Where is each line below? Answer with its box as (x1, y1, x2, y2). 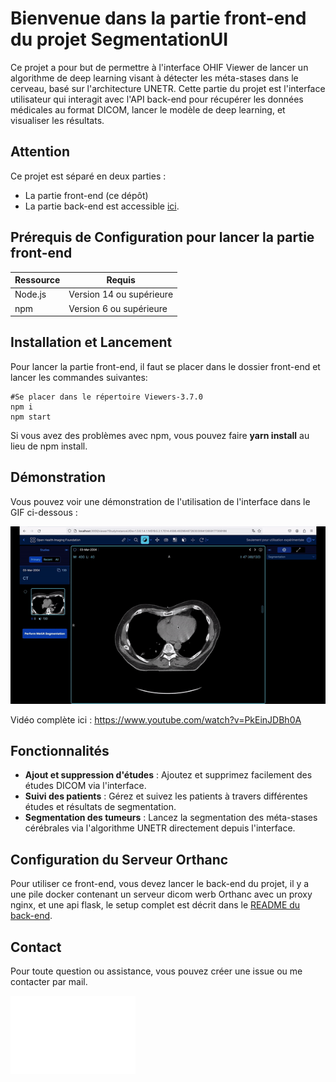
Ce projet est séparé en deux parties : (10, 170, 167, 182)
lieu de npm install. (10, 440, 88, 452)
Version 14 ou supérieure (68, 288, 174, 301)
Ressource (14, 274, 61, 286)
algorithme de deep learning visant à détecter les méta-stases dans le (10, 72, 299, 84)
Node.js (14, 288, 47, 301)
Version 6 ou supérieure (68, 302, 168, 314)
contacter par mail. (10, 976, 88, 988)
